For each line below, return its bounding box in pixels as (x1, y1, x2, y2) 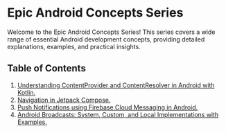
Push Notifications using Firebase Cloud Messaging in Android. (17, 103, 198, 112)
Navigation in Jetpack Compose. (17, 96, 111, 104)
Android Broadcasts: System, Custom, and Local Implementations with (17, 110, 219, 118)
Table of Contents (7, 62, 87, 74)
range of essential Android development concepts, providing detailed (7, 35, 205, 43)
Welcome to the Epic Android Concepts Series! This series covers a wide (7, 28, 216, 36)
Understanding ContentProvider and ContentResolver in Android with (17, 81, 215, 89)
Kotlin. (17, 88, 36, 96)
